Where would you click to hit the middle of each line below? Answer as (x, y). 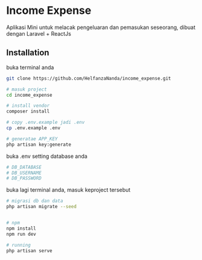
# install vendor (28, 106)
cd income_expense (29, 95)
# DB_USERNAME (24, 173)
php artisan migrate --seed (42, 207)
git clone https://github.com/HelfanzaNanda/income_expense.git (89, 78)
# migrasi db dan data (35, 201)
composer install (28, 112)
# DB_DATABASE (24, 167)
